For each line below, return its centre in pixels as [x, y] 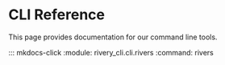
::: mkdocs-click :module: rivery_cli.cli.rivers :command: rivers [111, 52]
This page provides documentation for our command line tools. [113, 37]
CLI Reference [56, 15]
